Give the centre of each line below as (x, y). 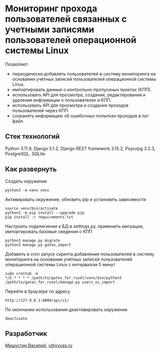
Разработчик (26, 333)
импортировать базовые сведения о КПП (49, 231)
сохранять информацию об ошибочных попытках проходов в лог (80, 116)
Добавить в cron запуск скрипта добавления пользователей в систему (80, 254)
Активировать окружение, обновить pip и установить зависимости (76, 199)
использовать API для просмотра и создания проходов (70, 105)
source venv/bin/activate (31, 208)
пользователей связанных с (66, 19)
